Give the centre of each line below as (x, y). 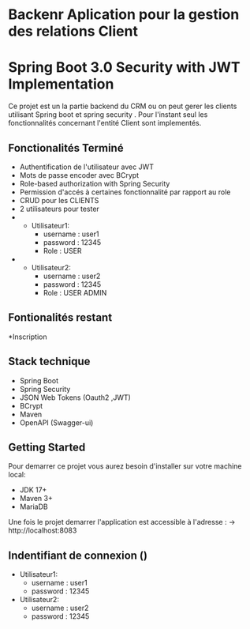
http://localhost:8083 (43, 530)
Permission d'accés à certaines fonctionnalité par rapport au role (125, 192)
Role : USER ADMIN (75, 292)
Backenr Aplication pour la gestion (124, 15)
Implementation (61, 84)
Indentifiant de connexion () (78, 555)
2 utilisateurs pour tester (60, 209)
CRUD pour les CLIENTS (59, 200)
